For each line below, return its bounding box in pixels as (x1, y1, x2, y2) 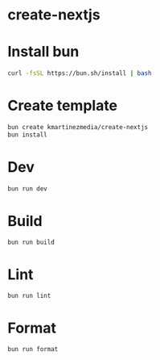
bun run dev (7, 184, 47, 193)
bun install (7, 131, 47, 139)
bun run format (7, 345, 59, 354)
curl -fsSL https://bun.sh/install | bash (7, 69, 152, 77)
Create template (7, 97, 118, 115)
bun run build (7, 238, 55, 247)
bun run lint (7, 292, 51, 300)
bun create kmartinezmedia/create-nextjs (7, 123, 149, 131)
